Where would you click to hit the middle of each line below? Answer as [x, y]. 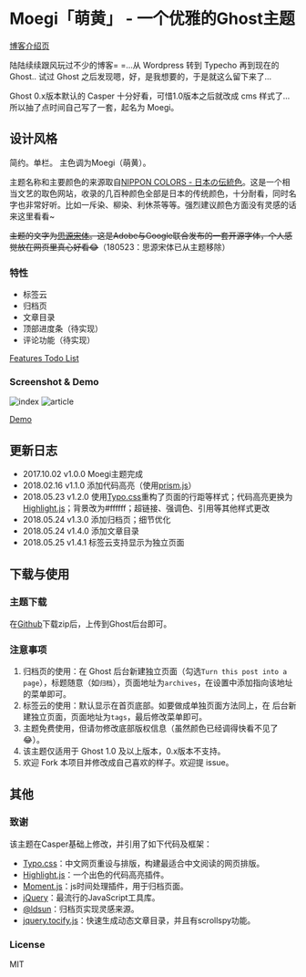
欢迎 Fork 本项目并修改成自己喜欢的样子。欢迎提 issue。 [128, 763]
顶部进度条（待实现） [62, 328]
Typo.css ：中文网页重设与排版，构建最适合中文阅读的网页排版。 [143, 863]
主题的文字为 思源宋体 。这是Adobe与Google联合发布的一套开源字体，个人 [147, 235]
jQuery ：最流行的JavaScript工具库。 [91, 897]
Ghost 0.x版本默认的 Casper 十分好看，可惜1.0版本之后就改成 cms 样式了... [150, 96]
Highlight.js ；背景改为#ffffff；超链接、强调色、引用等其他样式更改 [146, 508]
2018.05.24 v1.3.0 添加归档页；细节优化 [97, 520]
